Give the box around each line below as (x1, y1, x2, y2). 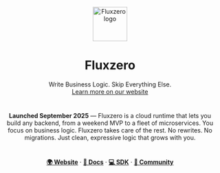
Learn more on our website (71, 87, 148, 95)
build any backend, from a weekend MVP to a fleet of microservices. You (7, 119, 213, 127)
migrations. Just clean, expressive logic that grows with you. (24, 134, 196, 142)
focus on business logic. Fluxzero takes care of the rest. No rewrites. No (8, 126, 212, 135)
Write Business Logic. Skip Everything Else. (48, 80, 172, 89)
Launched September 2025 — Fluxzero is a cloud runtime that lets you (9, 112, 211, 120)
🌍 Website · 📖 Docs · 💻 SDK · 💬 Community (46, 158, 174, 166)
